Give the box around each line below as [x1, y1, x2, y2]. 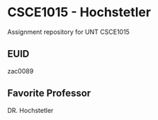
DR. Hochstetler [7, 106, 54, 114]
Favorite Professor [7, 88, 91, 100]
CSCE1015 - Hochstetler [7, 4, 151, 20]
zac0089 [7, 66, 34, 75]
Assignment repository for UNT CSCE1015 [7, 28, 130, 36]
